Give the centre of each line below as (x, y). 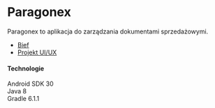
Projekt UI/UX (37, 52)
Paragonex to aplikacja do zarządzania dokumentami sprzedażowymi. (108, 31)
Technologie (26, 68)
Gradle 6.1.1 (23, 99)
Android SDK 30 (30, 84)
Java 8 (17, 91)
